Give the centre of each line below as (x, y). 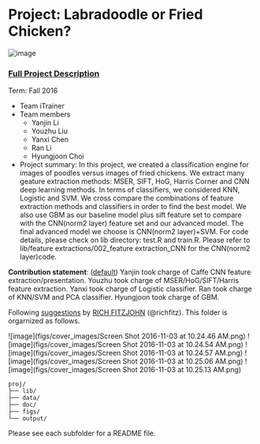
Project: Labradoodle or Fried (106, 15)
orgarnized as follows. (44, 321)
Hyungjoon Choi (58, 156)
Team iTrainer (42, 106)
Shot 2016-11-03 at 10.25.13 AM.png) (182, 370)
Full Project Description (54, 73)
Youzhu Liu (50, 131)
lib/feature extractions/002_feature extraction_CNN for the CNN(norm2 (135, 248)
